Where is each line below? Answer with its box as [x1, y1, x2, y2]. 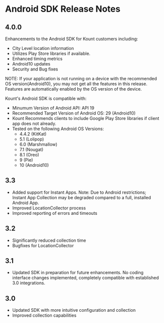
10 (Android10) [19, 162, 49, 168]
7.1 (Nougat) [19, 147, 44, 152]
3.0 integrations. [12, 280, 46, 286]
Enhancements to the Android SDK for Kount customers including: [5, 36, 139, 42]
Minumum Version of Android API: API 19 [12, 105, 94, 111]
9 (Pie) [19, 157, 33, 162]
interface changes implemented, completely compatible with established [12, 275, 159, 281]
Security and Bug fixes [12, 66, 58, 72]
